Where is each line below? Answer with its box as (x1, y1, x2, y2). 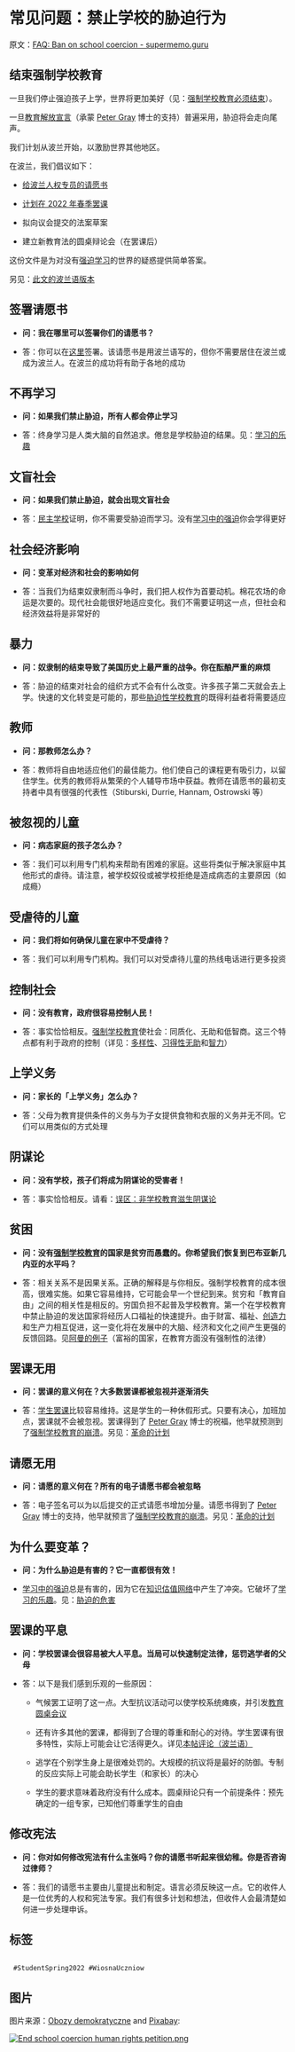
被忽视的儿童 (9, 815, 80, 830)
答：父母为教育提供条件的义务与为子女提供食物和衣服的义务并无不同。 (21, 1110, 279, 1120)
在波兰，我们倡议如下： (9, 161, 95, 171)
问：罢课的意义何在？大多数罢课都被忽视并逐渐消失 (21, 1386, 209, 1397)
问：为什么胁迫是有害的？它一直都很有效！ (21, 1564, 178, 1575)
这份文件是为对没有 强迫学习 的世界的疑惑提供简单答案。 (9, 255, 211, 265)
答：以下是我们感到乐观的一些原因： (21, 1678, 155, 1688)
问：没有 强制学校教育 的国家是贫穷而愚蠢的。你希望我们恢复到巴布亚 (21, 1247, 271, 1258)
